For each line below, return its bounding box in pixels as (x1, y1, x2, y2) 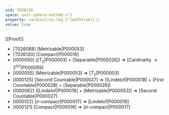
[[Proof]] (5, 36, 24, 42)
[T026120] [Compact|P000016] (12, 51, 80, 57)
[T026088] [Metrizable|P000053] (12, 46, 84, 52)
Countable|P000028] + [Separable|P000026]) (12, 82, 111, 88)
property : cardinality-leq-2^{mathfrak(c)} (5, 17, 100, 22)
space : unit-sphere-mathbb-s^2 (5, 12, 72, 17)
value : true (5, 22, 31, 27)
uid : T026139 (5, 7, 33, 13)
